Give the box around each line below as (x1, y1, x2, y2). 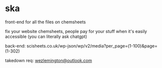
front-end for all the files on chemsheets (5, 19, 86, 25)
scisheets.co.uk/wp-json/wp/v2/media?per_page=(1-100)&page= (26, 43, 158, 49)
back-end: (5, 43, 26, 49)
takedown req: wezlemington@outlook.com (5, 57, 92, 63)
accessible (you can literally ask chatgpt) (5, 34, 88, 39)
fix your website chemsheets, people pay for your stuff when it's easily (5, 28, 147, 34)
